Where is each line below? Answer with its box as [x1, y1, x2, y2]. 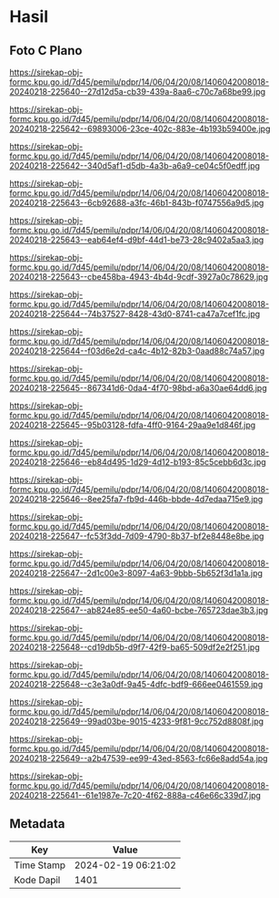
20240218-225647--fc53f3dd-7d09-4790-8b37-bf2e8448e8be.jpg [9, 531, 264, 542]
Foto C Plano [9, 43, 83, 58]
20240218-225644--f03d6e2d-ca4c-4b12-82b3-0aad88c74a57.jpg [9, 346, 265, 356]
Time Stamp [14, 859, 66, 872]
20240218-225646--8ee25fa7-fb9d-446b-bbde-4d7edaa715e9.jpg [9, 494, 264, 504]
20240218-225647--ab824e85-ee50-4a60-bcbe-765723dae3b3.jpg [9, 604, 269, 615]
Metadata [9, 816, 65, 831]
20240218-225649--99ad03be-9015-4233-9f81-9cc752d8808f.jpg [9, 716, 264, 727]
